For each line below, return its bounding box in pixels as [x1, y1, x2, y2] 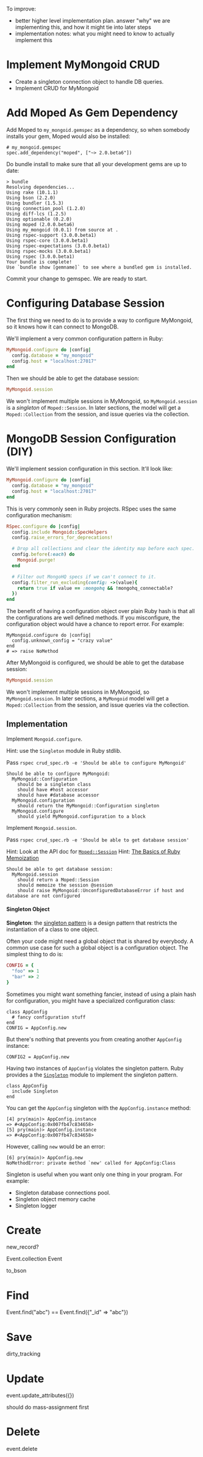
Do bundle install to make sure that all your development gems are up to [6, 160, 187, 167]
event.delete [6, 1445, 38, 1453]
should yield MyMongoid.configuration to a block [17, 813, 146, 819]
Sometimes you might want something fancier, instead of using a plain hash [6, 990, 196, 998]
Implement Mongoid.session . [6, 824, 77, 831]
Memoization [6, 854, 40, 862]
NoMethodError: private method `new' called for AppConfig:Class [6, 1160, 176, 1166]
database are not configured [6, 893, 80, 899]
